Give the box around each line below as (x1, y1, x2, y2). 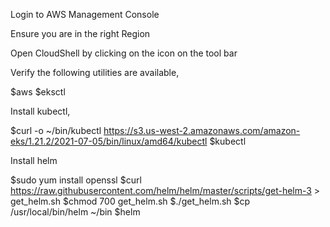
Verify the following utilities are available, (10, 67, 180, 78)
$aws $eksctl (10, 86, 66, 98)
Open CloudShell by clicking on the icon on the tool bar (10, 47, 238, 59)
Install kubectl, (10, 105, 71, 117)
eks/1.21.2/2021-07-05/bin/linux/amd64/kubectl (10, 135, 208, 147)
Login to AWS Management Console (10, 9, 160, 20)
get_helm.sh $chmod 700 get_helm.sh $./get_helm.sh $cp (10, 195, 251, 207)
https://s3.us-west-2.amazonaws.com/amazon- (103, 125, 301, 136)
